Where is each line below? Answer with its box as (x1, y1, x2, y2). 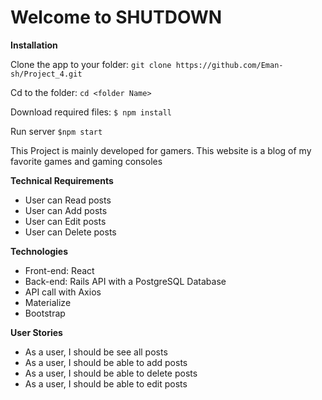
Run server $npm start (10, 125, 103, 137)
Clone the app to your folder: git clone (10, 58, 172, 70)
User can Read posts (24, 194, 112, 206)
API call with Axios (24, 286, 102, 298)
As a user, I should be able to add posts (24, 356, 188, 368)
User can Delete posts (24, 226, 117, 238)
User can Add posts (24, 204, 108, 216)
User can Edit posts (24, 215, 107, 227)
